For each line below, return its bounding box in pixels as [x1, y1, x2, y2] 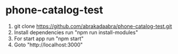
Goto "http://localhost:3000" [13, 41, 83, 48]
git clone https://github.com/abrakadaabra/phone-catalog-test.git [13, 23, 173, 30]
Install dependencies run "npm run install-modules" [13, 28, 138, 35]
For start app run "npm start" [13, 35, 84, 42]
